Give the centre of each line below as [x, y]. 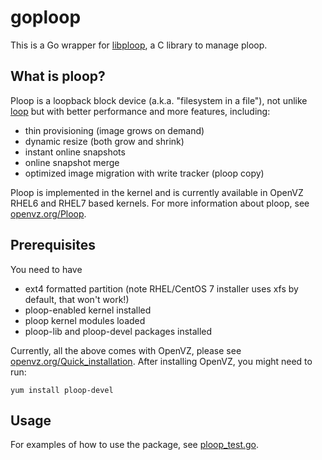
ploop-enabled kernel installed [88, 310]
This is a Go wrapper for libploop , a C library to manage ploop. [139, 45]
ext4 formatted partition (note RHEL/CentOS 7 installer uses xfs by [161, 288]
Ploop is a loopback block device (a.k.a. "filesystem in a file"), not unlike [159, 100]
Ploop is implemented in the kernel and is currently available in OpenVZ [157, 192]
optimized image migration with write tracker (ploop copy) [144, 173]
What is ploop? [58, 76]
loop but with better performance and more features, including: [140, 111]
